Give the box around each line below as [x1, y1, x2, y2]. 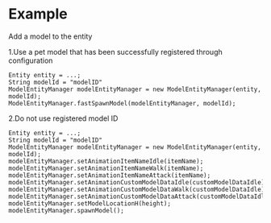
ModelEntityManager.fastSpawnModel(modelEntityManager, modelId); [8, 99, 236, 107]
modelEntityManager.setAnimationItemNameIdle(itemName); [8, 157, 204, 165]
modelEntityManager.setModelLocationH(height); [8, 199, 172, 208]
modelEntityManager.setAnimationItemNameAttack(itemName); [8, 171, 211, 180]
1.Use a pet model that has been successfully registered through [8, 47, 223, 56]
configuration [8, 56, 53, 65]
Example [8, 5, 68, 23]
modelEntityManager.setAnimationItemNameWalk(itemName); [8, 164, 204, 172]
